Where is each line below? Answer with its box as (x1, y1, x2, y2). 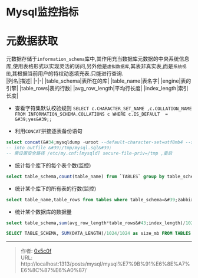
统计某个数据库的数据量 (14, 208, 72, 215)
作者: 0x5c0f (20, 247, 52, 254)
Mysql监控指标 (6, 5, 79, 19)
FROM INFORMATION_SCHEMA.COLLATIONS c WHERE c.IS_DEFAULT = (14, 112, 169, 117)
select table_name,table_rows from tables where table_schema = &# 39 (6, 197, 176, 202)
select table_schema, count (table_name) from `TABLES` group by (6, 174, 165, 179)
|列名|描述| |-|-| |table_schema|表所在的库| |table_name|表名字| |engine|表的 (6, 77, 192, 84)
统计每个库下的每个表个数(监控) (14, 162, 91, 169)
